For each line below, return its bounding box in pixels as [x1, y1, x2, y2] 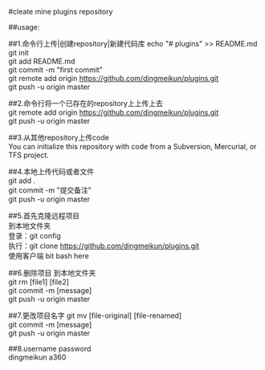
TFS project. [8, 150, 50, 160]
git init [8, 48, 30, 57]
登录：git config [8, 231, 62, 240]
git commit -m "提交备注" [8, 185, 92, 195]
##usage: [8, 22, 40, 31]
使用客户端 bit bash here [8, 251, 90, 260]
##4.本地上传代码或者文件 [8, 167, 95, 176]
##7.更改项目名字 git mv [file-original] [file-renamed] [8, 311, 182, 320]
